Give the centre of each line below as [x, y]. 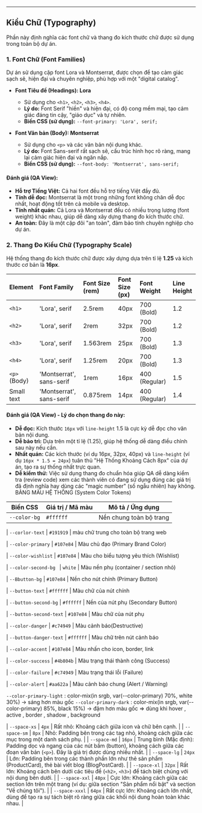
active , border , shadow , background [54, 715]
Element [21, 287]
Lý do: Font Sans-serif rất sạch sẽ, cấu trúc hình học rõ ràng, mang [107, 151]
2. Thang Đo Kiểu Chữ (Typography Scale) [69, 245]
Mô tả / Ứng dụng [134, 507]
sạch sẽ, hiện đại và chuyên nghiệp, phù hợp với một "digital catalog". [93, 79]
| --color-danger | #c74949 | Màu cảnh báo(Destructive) [75, 625]
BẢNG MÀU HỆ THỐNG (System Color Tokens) [73, 492]
